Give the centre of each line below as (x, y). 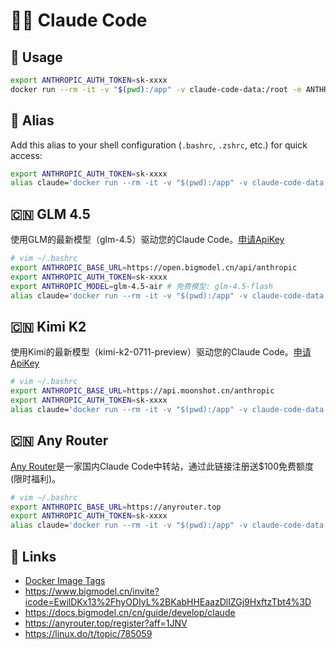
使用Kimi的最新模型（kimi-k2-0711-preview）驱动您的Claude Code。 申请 (161, 352)
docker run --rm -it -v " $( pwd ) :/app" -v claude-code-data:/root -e (156, 89)
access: (26, 155)
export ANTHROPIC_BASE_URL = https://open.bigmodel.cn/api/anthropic (154, 268)
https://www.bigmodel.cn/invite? (92, 591)
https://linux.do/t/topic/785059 (88, 633)
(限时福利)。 (36, 478)
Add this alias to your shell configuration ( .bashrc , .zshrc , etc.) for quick (159, 145)
